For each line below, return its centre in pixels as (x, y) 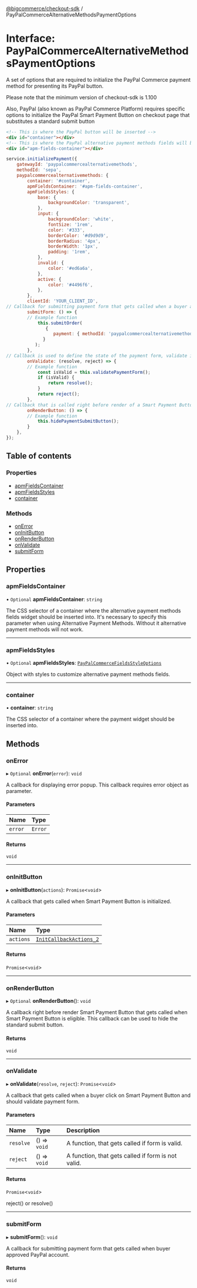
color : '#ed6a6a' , (70, 268)
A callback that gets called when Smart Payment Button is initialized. (89, 901)
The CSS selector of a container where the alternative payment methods (94, 610)
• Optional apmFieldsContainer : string (54, 599)
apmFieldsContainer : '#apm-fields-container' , (85, 186)
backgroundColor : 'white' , (81, 219)
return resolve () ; (70, 383)
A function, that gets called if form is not (122, 1156)
